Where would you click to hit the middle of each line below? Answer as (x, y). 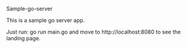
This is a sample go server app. (46, 20)
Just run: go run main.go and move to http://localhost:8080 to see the (93, 32)
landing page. (23, 38)
